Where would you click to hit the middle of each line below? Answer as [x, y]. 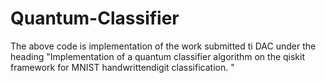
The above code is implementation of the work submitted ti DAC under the [163, 46]
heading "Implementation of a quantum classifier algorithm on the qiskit [158, 56]
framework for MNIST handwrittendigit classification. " [122, 67]
